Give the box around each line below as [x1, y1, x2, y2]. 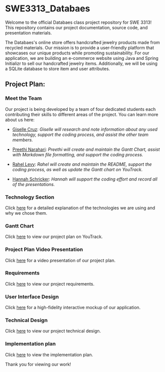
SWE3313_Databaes [5, 3, 90, 14]
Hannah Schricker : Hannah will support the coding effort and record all [12, 176, 158, 182]
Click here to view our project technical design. [5, 328, 101, 334]
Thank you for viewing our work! [5, 361, 72, 367]
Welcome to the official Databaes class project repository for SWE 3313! [5, 19, 152, 25]
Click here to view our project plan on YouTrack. [5, 233, 103, 240]
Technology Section [5, 193, 54, 200]
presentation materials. [5, 30, 52, 36]
